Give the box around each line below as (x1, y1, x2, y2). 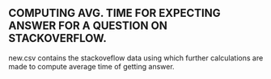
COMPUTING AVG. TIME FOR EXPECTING (8, 6, 221, 20)
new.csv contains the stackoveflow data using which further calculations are (8, 52, 264, 63)
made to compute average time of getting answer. (8, 61, 176, 71)
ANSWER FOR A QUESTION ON (8, 19, 167, 33)
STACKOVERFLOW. (8, 31, 107, 45)
